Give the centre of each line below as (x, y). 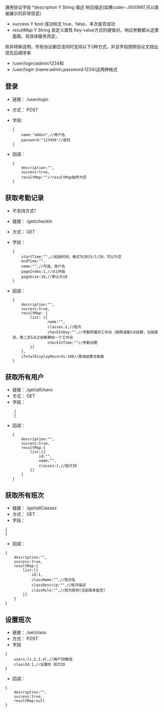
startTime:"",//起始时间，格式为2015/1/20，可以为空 (71, 257)
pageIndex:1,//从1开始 (43, 271)
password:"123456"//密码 (46, 140)
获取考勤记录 (25, 198)
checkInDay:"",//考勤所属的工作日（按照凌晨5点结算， (97, 332)
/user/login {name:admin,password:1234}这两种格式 (65, 69)
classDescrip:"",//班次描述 (58, 585)
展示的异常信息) (25, 13)
